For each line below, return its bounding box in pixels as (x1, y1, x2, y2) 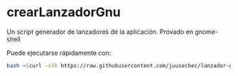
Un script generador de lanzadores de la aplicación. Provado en (6, 27, 193, 36)
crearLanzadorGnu (6, 4, 121, 20)
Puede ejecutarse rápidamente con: (6, 49, 112, 57)
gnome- (194, 27, 218, 36)
